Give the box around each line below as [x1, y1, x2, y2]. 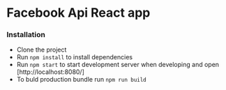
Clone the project [16, 45, 67, 54]
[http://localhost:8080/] [16, 68, 85, 76]
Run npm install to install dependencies [16, 53, 133, 61]
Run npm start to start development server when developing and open [16, 61, 220, 69]
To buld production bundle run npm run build [16, 75, 147, 84]
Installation [6, 30, 46, 40]
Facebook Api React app [6, 5, 151, 21]
